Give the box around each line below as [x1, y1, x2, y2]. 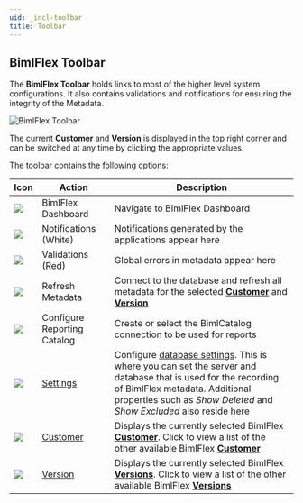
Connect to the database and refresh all [114, 274, 282, 287]
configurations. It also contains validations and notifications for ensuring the [9, 88, 292, 99]
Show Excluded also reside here [114, 405, 251, 417]
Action [59, 181, 88, 194]
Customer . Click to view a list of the [114, 431, 266, 444]
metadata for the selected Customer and [114, 286, 288, 298]
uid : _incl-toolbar [9, 13, 83, 23]
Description [175, 181, 228, 194]
